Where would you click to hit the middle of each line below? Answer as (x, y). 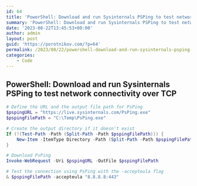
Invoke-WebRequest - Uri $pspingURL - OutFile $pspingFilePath (82, 161)
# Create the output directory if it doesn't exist (70, 128)
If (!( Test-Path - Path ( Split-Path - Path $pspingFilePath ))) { (85, 134)
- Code (25, 60)
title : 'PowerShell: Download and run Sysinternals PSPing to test (90, 17)
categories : (21, 55)
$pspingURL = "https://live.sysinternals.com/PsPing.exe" (78, 113)
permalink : (19, 50)
